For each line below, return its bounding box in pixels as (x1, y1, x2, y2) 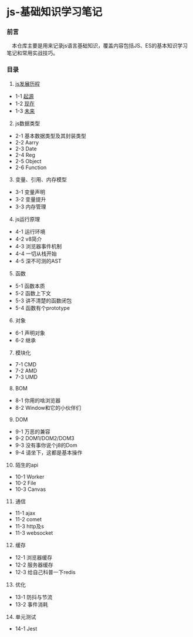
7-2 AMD (15, 367, 38, 374)
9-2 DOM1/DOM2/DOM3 (15, 434, 75, 441)
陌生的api (15, 461, 39, 469)
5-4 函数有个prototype (15, 304, 70, 311)
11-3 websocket (15, 529, 53, 536)
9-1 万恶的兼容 (15, 428, 50, 435)
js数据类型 (15, 120, 40, 127)
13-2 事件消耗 (15, 601, 49, 608)
